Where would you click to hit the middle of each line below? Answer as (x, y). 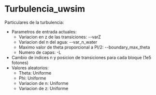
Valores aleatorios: (30, 68)
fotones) (20, 63)
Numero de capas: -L (40, 52)
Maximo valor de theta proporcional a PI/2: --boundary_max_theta (84, 47)
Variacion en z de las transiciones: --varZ (60, 37)
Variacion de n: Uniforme (43, 83)
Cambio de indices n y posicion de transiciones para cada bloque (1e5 (81, 57)
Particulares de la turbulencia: (34, 22)
